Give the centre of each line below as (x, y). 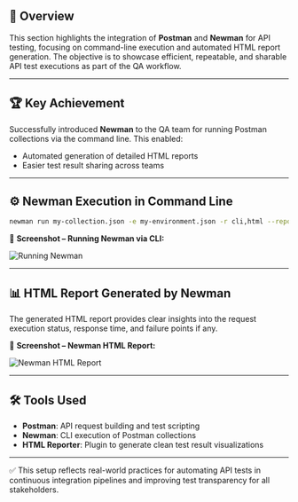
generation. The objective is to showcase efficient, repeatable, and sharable (148, 56)
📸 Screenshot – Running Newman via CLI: (87, 239)
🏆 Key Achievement (67, 103)
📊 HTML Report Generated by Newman (120, 293)
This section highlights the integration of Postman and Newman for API (140, 37)
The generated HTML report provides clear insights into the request (133, 319)
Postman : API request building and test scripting (111, 426)
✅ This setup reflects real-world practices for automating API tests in (135, 470)
